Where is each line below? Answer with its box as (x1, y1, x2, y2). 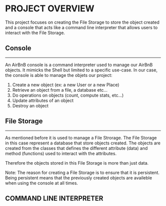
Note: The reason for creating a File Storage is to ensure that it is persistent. (5, 170, 160, 175)
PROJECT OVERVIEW (5, 3, 95, 14)
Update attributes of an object (12, 97, 74, 103)
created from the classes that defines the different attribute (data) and (5, 145, 148, 151)
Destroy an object (12, 103, 49, 108)
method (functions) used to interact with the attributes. (5, 150, 117, 156)
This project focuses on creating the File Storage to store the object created (5, 19, 160, 25)
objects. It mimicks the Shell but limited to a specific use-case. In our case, (5, 67, 158, 73)
